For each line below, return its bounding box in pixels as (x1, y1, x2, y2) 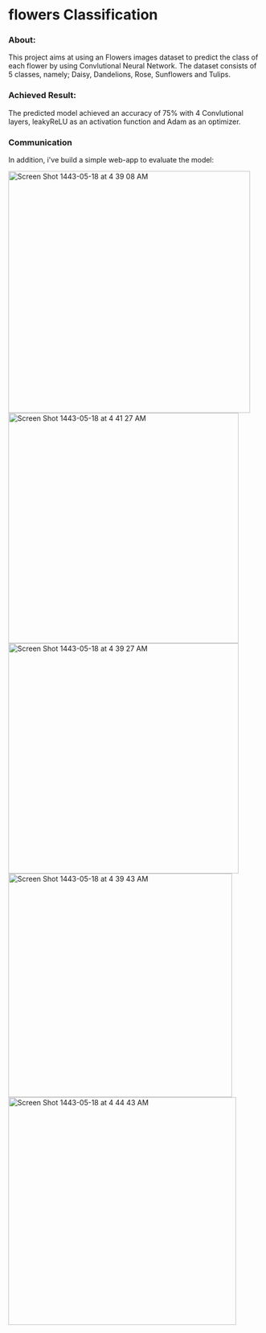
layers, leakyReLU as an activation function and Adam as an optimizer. (8, 117, 241, 126)
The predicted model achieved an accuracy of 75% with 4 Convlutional (8, 108, 243, 117)
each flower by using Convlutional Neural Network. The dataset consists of (8, 61, 257, 71)
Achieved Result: (8, 90, 76, 101)
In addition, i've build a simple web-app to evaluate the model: (8, 155, 215, 165)
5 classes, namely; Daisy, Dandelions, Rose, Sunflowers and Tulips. (8, 70, 231, 80)
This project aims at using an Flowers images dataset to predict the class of (8, 52, 259, 62)
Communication (8, 137, 72, 148)
